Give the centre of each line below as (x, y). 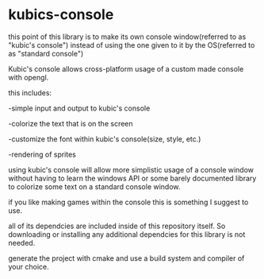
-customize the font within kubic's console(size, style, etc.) (105, 139)
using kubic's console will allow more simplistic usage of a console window (131, 169)
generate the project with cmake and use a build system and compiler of (126, 258)
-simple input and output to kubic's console (79, 108)
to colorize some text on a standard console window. (94, 186)
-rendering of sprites (42, 154)
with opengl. (29, 77)
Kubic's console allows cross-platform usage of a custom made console (126, 68)
